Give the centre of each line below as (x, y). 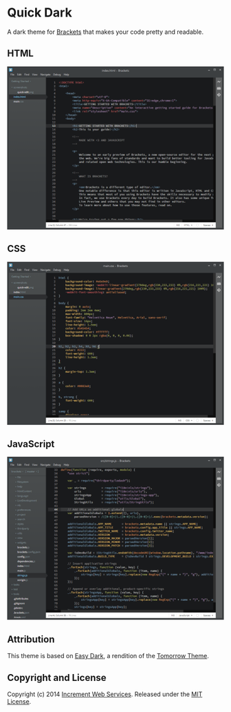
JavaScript (31, 444)
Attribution (31, 639)
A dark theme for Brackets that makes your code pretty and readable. (106, 32)
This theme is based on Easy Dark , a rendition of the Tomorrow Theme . (108, 656)
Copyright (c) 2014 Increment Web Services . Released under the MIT (105, 694)
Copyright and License (57, 678)
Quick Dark (40, 13)
